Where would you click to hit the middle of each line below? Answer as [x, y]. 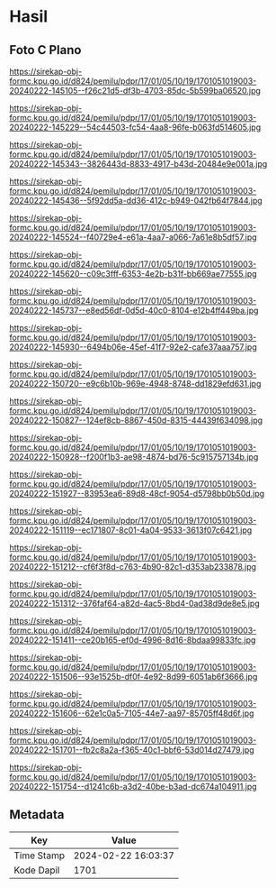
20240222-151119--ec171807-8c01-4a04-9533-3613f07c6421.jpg [131, 530]
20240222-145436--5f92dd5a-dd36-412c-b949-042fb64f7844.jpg [136, 201]
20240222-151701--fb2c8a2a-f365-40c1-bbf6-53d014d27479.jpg [132, 750]
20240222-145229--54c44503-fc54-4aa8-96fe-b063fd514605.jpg [135, 127]
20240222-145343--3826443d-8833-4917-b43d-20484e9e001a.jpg [138, 164]
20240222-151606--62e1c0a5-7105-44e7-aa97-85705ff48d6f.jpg [132, 713]
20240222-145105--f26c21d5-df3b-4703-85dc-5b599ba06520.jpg [135, 91]
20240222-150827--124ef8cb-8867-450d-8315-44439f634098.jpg [136, 420]
